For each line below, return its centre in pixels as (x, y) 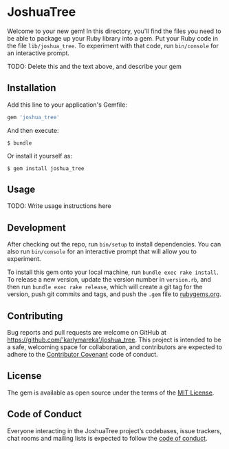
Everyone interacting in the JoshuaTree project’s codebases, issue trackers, (115, 430)
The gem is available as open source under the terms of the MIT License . (111, 393)
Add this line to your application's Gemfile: (67, 105)
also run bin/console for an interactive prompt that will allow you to (102, 251)
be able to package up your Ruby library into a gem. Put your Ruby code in (113, 38)
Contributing (35, 316)
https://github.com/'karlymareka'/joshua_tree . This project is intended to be (114, 340)
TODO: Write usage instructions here (59, 206)
